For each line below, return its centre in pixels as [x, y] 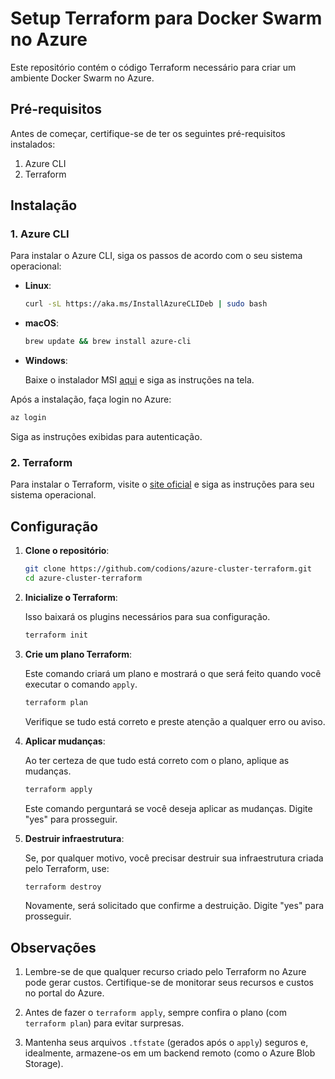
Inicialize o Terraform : [71, 597]
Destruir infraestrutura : [74, 838]
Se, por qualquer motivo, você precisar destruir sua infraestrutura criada [174, 858]
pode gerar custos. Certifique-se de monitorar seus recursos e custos [169, 983]
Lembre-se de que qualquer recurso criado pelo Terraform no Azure [165, 972]
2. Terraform [41, 462]
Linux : [38, 286]
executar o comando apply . [81, 684]
